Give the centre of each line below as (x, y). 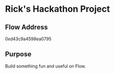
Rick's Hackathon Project (57, 9)
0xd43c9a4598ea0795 (28, 39)
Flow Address (26, 27)
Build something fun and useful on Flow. (46, 66)
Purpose (18, 54)
